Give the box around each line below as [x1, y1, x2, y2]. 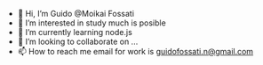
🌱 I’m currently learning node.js [17, 27, 133, 37]
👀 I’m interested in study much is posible [17, 18, 166, 28]
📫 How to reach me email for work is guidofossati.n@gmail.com [17, 47, 254, 56]
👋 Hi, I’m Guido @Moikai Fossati [17, 9, 135, 18]
